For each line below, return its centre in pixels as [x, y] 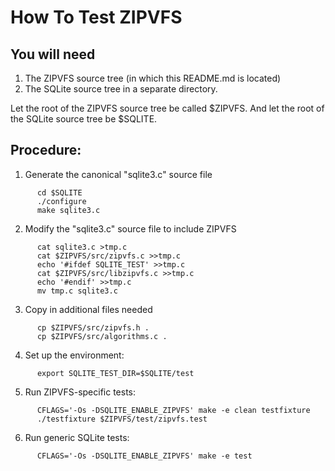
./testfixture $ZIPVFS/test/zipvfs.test [122, 419]
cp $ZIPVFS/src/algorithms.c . [102, 336]
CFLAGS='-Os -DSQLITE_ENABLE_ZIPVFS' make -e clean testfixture [173, 410]
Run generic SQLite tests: [77, 437]
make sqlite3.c [68, 210]
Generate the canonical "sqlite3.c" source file [118, 174]
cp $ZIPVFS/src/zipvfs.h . [93, 327]
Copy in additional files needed [88, 309]
